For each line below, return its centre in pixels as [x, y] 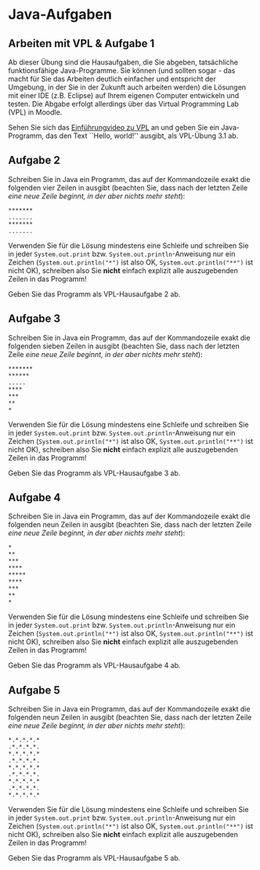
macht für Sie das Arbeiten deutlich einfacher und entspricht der [112, 79]
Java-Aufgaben [60, 15]
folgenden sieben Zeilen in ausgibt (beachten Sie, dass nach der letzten [124, 346]
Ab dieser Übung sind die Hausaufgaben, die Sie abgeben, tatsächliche [123, 62]
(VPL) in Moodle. [35, 112]
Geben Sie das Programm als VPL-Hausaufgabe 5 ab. [94, 858]
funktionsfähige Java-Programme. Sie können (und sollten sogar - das [122, 71]
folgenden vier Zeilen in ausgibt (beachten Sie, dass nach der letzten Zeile [128, 187]
